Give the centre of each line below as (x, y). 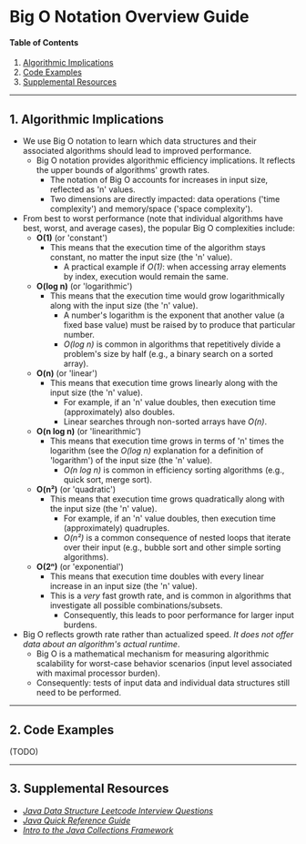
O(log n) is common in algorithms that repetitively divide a (172, 344)
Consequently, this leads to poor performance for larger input (178, 615)
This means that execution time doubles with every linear (157, 576)
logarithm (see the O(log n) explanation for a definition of (157, 451)
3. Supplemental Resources (89, 789)
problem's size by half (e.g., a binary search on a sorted (168, 354)
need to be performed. (79, 693)
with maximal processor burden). (98, 673)
